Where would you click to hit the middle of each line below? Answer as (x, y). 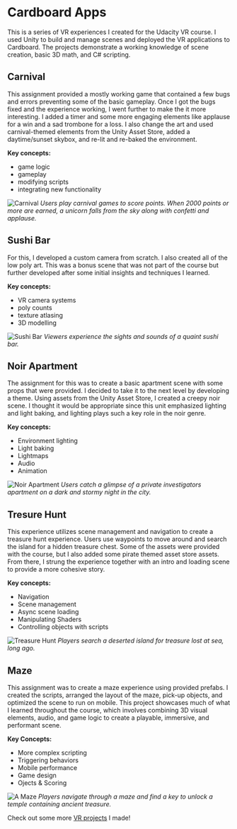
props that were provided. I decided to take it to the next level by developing (118, 391)
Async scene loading (48, 612)
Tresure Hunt (37, 514)
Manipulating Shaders (50, 619)
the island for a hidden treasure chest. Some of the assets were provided (114, 547)
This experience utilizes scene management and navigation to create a (110, 532)
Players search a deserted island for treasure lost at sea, (141, 641)
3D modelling (37, 323)
